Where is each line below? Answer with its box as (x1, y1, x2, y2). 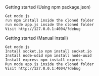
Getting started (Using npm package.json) (5, 4, 91, 10)
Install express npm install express (5, 57, 83, 62)
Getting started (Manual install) (5, 35, 68, 41)
